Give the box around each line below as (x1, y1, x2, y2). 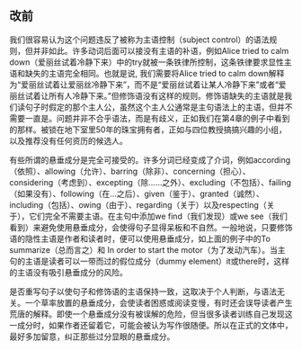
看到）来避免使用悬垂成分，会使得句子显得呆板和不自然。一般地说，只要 (9, 221, 277, 232)
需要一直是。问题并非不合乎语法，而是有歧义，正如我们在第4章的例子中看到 (9, 112, 290, 123)
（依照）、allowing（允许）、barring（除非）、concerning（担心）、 (9, 166, 252, 176)
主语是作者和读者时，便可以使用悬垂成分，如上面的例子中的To (40, 233, 271, 244)
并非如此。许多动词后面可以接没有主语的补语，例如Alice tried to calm (32, 45, 289, 56)
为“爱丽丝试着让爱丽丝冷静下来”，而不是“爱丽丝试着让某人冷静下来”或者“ (9, 79, 279, 90)
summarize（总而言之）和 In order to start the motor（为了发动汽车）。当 (9, 244, 279, 255)
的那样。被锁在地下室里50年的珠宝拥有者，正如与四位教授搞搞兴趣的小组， (9, 124, 288, 135)
